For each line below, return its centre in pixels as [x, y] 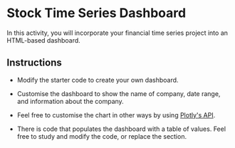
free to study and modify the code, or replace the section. [101, 136]
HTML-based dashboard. [44, 40]
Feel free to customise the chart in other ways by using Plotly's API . [116, 115]
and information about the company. [70, 101]
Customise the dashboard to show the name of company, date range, [119, 93]
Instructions [34, 63]
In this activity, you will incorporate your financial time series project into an [117, 33]
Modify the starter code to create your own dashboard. [98, 80]
